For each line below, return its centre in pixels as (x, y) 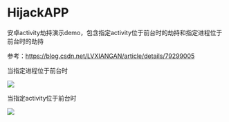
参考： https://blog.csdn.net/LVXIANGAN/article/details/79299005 (101, 56)
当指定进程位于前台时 (37, 70)
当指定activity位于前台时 (42, 98)
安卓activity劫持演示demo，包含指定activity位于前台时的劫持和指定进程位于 (115, 32)
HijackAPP (38, 13)
